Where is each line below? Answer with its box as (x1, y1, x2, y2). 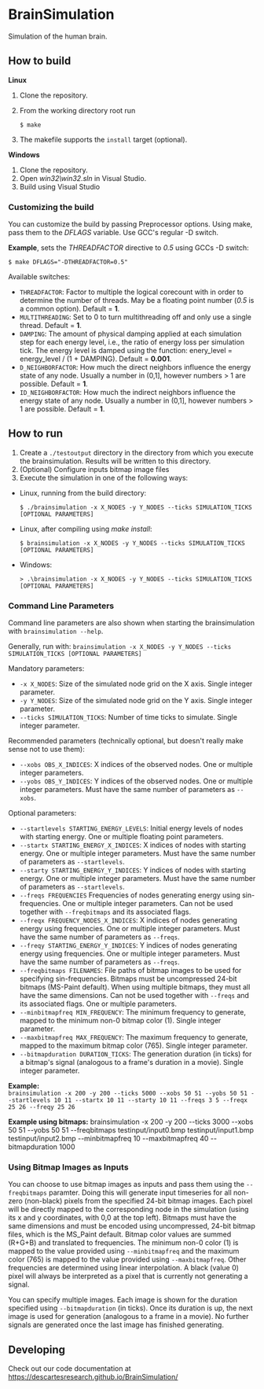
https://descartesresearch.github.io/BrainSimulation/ (8, 1372, 178, 1382)
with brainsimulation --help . (8, 627, 104, 636)
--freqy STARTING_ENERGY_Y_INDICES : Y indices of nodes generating (19, 941, 237, 950)
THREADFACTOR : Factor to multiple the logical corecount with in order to (19, 287, 244, 297)
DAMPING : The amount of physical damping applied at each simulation (19, 329, 242, 339)
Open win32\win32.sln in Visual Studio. (19, 173, 147, 182)
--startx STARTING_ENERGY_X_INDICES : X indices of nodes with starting (19, 840, 246, 850)
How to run (8, 427, 64, 440)
